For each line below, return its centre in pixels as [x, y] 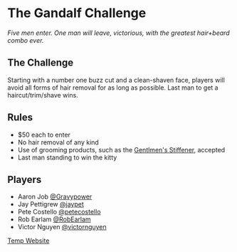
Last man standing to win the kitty [67, 157]
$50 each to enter [44, 135]
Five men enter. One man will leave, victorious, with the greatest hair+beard [118, 33]
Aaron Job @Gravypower [55, 196]
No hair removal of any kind [58, 142]
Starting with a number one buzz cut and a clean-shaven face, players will [116, 80]
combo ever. [26, 40]
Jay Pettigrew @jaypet [51, 204]
